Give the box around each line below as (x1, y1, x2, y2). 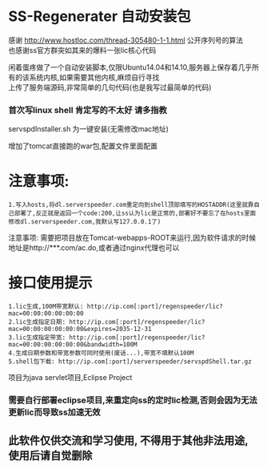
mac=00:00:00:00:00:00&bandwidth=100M (8, 341, 137, 349)
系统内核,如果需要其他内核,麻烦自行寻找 (29, 72, 160, 82)
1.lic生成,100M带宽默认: (8, 302, 84, 311)
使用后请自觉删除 (8, 449, 93, 463)
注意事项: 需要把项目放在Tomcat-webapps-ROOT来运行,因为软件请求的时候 (8, 233, 257, 243)
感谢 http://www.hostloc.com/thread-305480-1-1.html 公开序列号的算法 (8, 35, 244, 45)
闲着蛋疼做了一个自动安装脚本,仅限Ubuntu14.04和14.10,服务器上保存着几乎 (8, 62, 253, 72)
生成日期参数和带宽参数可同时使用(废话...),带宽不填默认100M (15, 350, 194, 358)
